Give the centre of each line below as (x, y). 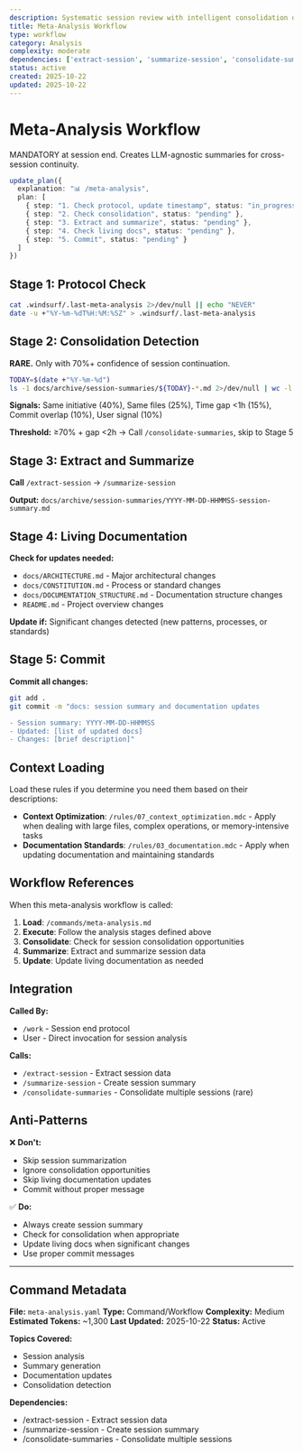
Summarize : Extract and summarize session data (114, 951)
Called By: (29, 1011)
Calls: (20, 1055)
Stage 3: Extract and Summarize (102, 461)
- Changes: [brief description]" (72, 740)
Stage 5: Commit (57, 660)
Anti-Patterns (49, 1120)
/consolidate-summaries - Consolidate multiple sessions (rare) (138, 1092)
